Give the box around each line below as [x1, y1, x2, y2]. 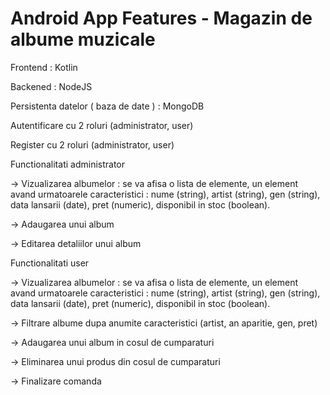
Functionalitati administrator [10, 158, 125, 170]
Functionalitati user [10, 257, 90, 269]
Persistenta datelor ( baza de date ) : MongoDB [10, 100, 205, 112]
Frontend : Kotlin [10, 61, 78, 73]
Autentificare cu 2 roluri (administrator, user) [10, 119, 194, 131]
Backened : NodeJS [10, 80, 93, 92]
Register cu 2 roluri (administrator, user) [10, 138, 175, 151]
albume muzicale [10, 28, 156, 51]
